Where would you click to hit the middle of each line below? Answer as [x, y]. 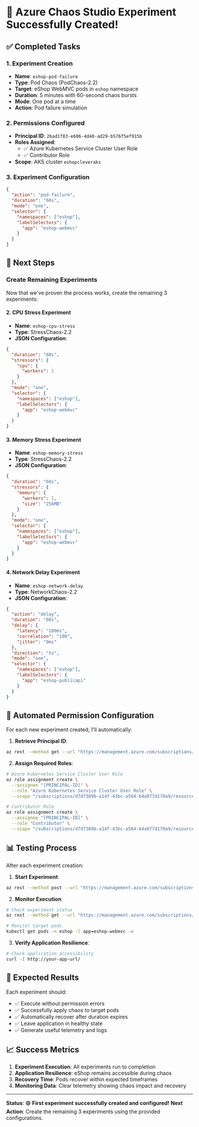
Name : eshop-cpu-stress [45, 326]
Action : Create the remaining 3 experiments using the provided [83, 1112]
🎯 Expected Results [43, 977]
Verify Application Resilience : [52, 943]
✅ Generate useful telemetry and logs [61, 1030]
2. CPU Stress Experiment [38, 313]
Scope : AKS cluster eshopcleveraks [58, 162]
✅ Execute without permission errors [60, 1003]
